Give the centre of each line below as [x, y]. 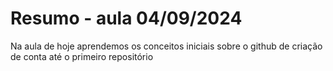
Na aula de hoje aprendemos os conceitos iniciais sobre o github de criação [166, 46]
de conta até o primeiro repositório [82, 56]
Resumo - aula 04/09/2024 [126, 18]
